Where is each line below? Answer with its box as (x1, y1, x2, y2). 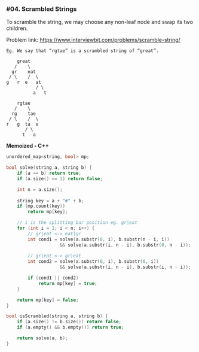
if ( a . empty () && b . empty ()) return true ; (17, 324, 124, 330)
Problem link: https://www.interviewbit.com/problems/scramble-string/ (6, 37, 180, 44)
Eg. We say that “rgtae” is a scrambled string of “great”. (6, 48, 160, 54)
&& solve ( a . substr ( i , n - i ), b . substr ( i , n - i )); (59, 264, 191, 271)
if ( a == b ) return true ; (17, 170, 82, 177)
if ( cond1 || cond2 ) (27, 275, 79, 281)
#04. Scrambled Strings (6, 5, 77, 13)
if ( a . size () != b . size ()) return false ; (17, 319, 122, 325)
